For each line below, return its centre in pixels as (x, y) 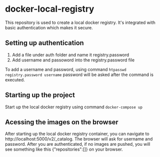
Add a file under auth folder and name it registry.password (71, 55)
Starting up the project (40, 95)
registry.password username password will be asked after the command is (79, 75)
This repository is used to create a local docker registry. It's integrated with (80, 22)
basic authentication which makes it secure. (49, 27)
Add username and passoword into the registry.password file (73, 60)
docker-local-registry (50, 9)
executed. (15, 79)
